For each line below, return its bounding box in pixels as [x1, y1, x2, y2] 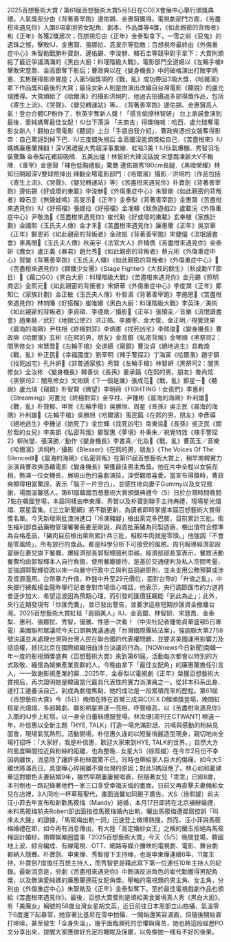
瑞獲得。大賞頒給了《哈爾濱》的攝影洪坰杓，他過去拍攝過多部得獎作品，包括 [7, 92, 224, 100]
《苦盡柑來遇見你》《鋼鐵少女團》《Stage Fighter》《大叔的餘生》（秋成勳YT [7, 265, 217, 272]
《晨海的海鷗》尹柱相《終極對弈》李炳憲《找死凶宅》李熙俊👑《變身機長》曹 [7, 325, 222, 333]
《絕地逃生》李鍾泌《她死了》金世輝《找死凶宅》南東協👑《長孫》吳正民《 [7, 420, 217, 427]
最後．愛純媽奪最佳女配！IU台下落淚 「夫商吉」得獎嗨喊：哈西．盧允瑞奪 [7, 118, 214, 126]
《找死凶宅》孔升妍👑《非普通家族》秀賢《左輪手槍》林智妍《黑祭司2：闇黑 [7, 359, 220, 367]
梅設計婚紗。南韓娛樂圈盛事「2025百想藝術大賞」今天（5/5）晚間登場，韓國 [7, 833, 224, 841]
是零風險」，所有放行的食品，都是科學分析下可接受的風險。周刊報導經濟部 [7, 540, 215, 548]
